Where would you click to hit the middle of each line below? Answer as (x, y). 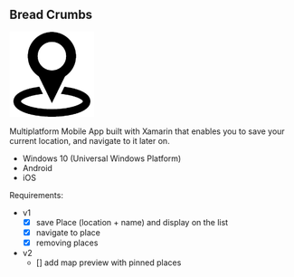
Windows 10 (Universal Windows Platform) (102, 158)
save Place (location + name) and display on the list (132, 222)
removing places (67, 243)
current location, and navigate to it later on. (90, 140)
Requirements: (36, 195)
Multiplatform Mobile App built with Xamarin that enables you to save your (147, 131)
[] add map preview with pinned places (109, 263)
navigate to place (68, 232)
